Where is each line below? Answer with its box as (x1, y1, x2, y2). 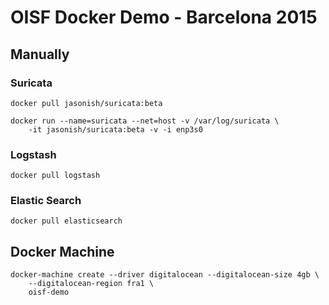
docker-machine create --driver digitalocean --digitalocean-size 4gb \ (10, 270, 320, 280)
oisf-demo (28, 287, 70, 298)
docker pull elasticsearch (10, 216, 123, 226)
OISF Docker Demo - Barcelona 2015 (10, 6, 318, 29)
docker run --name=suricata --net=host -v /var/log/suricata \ (10, 116, 280, 126)
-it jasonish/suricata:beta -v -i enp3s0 (28, 124, 203, 135)
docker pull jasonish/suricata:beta (10, 98, 163, 108)
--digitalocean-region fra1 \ (28, 279, 155, 289)
